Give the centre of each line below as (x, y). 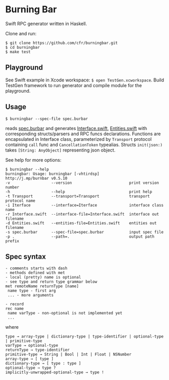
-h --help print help (79, 192)
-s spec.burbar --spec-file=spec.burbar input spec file (84, 232)
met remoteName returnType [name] (42, 286)
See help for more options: (33, 160)
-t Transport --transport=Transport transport (78, 196)
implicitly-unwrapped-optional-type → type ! (55, 372)
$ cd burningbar (23, 47)
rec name (15, 309)
